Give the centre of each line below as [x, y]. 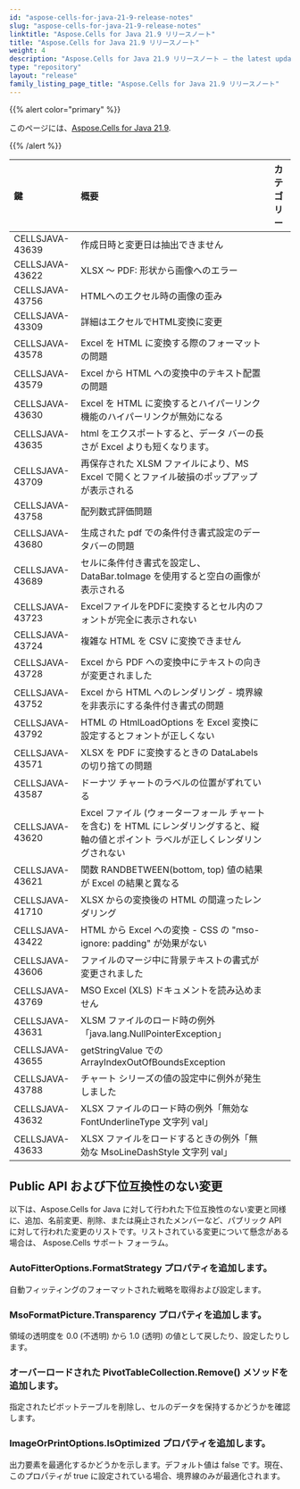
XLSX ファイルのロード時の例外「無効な [165, 1108]
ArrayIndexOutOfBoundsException [153, 1061]
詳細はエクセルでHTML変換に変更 [151, 321]
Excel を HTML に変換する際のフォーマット [171, 343]
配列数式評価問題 [116, 512]
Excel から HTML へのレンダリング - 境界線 [171, 692]
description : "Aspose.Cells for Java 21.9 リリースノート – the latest [141, 59]
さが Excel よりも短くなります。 [147, 446]
